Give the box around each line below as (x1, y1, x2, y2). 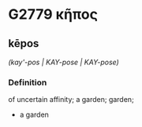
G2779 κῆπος (8, 5, 99, 24)
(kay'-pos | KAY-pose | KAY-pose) (8, 57, 120, 67)
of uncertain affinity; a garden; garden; (8, 95, 134, 104)
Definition (8, 77, 47, 88)
